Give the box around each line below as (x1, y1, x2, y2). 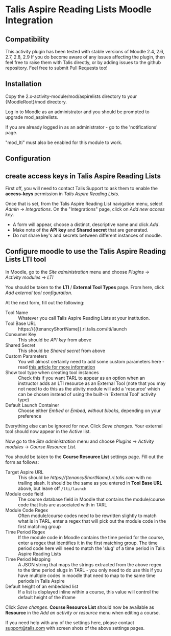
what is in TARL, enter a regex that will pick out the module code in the (18, 518, 166, 524)
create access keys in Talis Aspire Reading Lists (5, 172, 161, 180)
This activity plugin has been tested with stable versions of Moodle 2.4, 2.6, (5, 49, 164, 54)
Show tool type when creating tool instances (5, 369, 99, 375)
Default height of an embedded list (5, 583, 79, 589)
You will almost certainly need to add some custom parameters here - (18, 358, 165, 364)
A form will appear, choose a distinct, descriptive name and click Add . (12, 221, 160, 228)
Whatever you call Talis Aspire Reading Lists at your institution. (18, 315, 150, 321)
